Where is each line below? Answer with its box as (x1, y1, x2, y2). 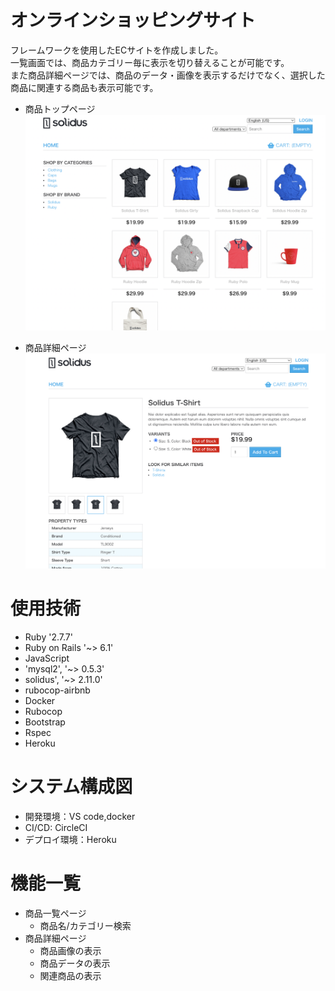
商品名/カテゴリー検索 (39, 919, 132, 931)
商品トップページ (24, 102, 96, 115)
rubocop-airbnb (24, 684, 91, 696)
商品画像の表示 (39, 944, 102, 956)
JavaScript (24, 652, 70, 664)
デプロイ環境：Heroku (24, 833, 117, 845)
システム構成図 (10, 775, 133, 798)
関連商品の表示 (39, 969, 102, 981)
